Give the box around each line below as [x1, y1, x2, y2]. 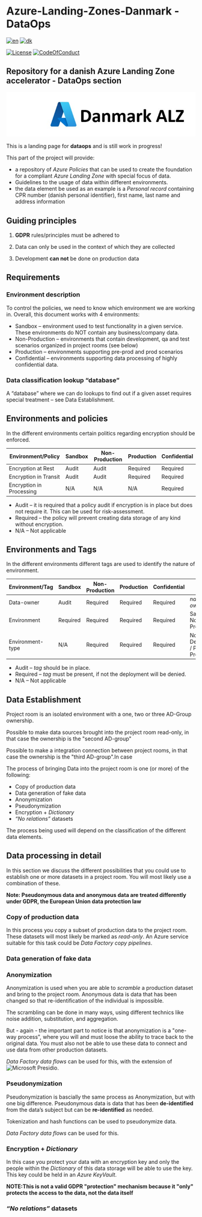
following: [6, 771, 31, 779]
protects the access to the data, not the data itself [6, 1189, 133, 1196]
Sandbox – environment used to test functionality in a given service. [14, 322, 183, 330]
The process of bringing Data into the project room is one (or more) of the [6, 765, 189, 772]
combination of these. [6, 879, 61, 887]
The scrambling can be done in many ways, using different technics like [6, 1009, 185, 1016]
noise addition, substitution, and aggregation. [6, 1015, 118, 1023]
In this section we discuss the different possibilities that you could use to [6, 867, 186, 874]
